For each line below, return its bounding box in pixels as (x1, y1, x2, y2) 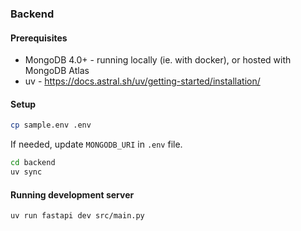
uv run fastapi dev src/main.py (10, 211, 145, 221)
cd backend (10, 158, 56, 168)
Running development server (10, 188, 135, 201)
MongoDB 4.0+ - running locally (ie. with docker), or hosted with (24, 54, 292, 66)
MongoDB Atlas (24, 65, 90, 77)
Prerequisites (10, 32, 68, 44)
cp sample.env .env (10, 120, 92, 131)
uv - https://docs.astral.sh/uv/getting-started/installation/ (24, 75, 261, 87)
